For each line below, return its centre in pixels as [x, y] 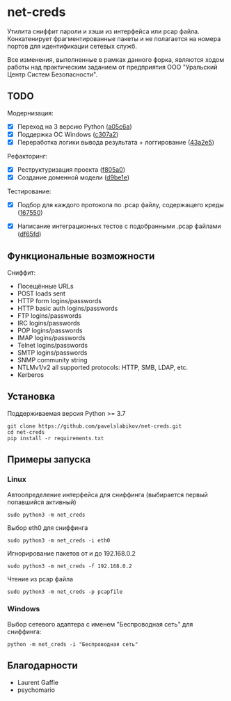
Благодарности [42, 666]
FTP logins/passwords [49, 316]
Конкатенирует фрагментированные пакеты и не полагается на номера [114, 38]
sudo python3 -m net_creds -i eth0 [59, 540]
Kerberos [30, 375]
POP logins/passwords [50, 330]
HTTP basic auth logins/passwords [67, 308]
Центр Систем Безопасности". [53, 74]
